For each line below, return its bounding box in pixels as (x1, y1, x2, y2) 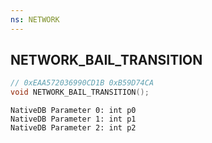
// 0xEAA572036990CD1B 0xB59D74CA (10, 78, 155, 88)
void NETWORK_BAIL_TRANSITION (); (10, 87, 150, 98)
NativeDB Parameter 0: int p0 (10, 106, 137, 116)
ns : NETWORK (10, 14, 60, 25)
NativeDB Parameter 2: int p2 (10, 123, 137, 133)
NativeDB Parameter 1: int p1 (10, 114, 137, 125)
